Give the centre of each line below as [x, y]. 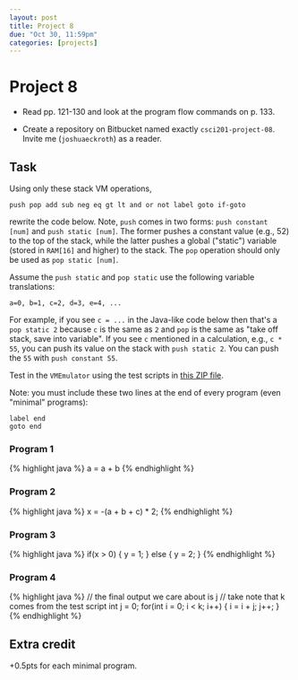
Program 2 [33, 492]
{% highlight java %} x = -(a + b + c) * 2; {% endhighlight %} [121, 511]
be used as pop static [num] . [64, 260]
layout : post [34, 17]
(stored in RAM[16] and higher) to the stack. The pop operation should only [145, 250]
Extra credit [43, 644]
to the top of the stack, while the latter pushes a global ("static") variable [143, 240]
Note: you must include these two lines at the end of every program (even [145, 392]
